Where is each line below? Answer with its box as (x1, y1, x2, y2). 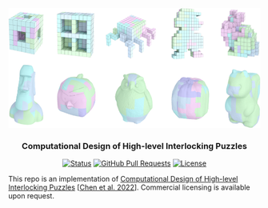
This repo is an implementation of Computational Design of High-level (8, 174, 238, 184)
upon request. (8, 191, 54, 201)
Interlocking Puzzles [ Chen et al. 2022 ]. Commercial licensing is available (8, 182, 250, 192)
